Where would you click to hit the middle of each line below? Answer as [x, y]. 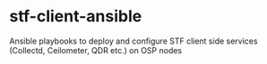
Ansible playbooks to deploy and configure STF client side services [133, 41]
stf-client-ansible [76, 16]
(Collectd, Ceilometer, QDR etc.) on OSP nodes [96, 50]
